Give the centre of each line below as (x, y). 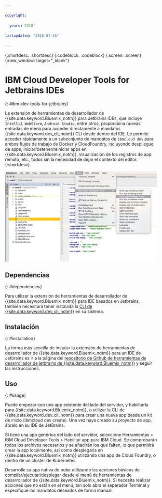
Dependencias (27, 275)
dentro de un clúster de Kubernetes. (41, 461)
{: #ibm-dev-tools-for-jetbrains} (37, 104)
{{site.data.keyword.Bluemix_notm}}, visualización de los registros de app (78, 154)
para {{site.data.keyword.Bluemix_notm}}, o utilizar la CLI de (65, 410)
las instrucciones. (22, 369)
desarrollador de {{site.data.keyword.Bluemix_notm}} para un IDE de (73, 353)
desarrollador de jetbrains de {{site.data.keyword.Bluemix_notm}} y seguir (79, 363)
